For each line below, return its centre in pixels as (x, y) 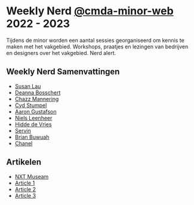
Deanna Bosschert (38, 92)
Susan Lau (28, 86)
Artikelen (24, 162)
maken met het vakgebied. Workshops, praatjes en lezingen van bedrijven (97, 47)
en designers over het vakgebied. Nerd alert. (61, 53)
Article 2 (25, 189)
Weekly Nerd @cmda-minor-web (90, 11)
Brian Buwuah (32, 137)
